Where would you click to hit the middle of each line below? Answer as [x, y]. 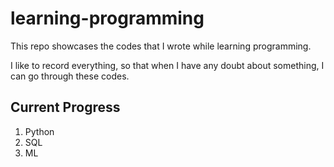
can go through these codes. [70, 76]
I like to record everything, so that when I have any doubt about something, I [167, 65]
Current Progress [65, 107]
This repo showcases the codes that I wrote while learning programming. [161, 46]
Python [39, 131]
